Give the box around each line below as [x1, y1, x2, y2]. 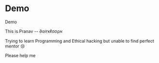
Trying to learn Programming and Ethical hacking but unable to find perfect [5, 38, 154, 44]
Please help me [5, 52, 36, 58]
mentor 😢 [5, 43, 25, 49]
